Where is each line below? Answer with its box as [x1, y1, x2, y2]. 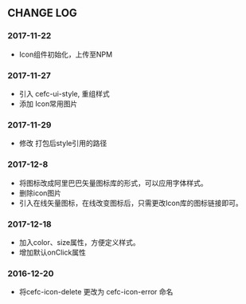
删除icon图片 [18, 188, 61, 198]
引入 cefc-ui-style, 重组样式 [18, 89, 110, 98]
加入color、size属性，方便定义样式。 [18, 237, 140, 247]
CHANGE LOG [7, 6, 77, 20]
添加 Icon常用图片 [18, 99, 78, 109]
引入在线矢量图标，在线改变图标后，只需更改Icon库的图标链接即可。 [18, 198, 244, 207]
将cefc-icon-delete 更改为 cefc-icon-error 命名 [18, 287, 174, 297]
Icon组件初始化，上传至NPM [18, 49, 113, 59]
